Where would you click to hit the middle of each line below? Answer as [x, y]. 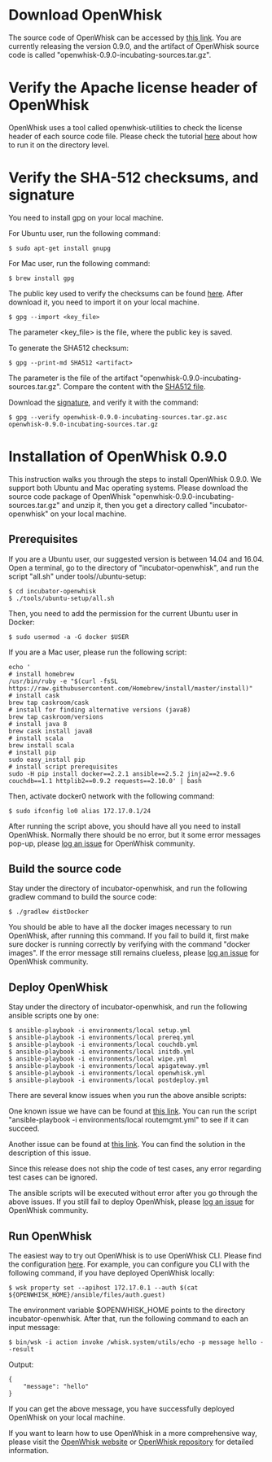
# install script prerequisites [63, 767]
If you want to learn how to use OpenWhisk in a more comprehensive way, [133, 1433]
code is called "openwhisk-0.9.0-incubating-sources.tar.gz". [110, 55]
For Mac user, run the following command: [79, 263]
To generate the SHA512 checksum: [68, 348]
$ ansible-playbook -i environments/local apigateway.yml [109, 1066]
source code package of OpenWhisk [70, 496]
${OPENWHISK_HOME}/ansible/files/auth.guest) [87, 1295]
